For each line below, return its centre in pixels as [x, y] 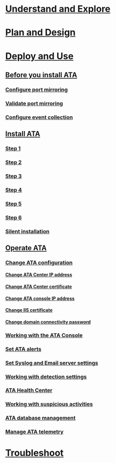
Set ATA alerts [24, 349]
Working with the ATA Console [44, 335]
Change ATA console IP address [40, 298]
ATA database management [40, 418]
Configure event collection [39, 117]
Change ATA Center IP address [39, 275]
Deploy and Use [40, 56]
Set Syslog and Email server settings [52, 363]
